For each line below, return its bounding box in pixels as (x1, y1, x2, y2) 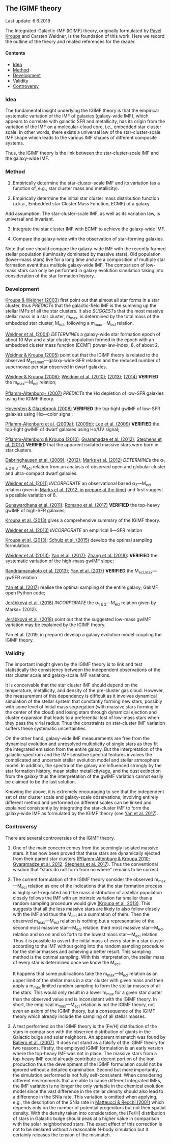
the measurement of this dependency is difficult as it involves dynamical (5, 693, 157, 699)
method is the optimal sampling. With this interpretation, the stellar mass (12, 954, 164, 960)
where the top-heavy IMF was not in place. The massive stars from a (12, 1051, 157, 1057)
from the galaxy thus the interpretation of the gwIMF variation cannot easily (5, 773, 164, 779)
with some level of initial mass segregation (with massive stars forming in (5, 704, 159, 710)
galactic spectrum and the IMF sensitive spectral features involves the (5, 752, 153, 758)
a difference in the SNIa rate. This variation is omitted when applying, (12, 1094, 158, 1100)
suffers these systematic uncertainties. (5, 725, 87, 732)
